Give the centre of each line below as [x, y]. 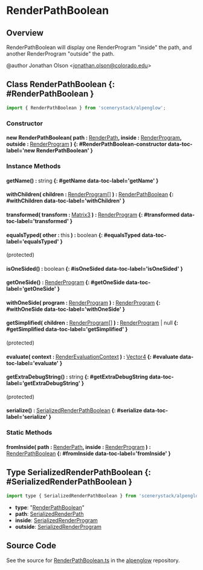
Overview [25, 33]
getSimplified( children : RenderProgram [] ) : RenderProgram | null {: [92, 323]
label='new [21, 151]
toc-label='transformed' [38, 221]
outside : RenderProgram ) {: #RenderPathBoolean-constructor [87, 144]
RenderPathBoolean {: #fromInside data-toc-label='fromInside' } [89, 453]
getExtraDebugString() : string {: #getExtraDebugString [77, 377]
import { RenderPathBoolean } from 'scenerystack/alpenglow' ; [86, 108]
